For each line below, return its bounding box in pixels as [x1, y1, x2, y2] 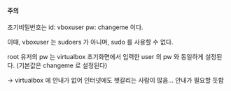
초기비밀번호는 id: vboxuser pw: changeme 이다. [7, 23, 143, 31]
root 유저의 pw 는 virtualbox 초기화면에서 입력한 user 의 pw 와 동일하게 [7, 53, 204, 61]
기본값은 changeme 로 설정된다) [18, 61, 108, 69]
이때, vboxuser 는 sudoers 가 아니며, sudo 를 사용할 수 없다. [7, 38, 174, 47]
